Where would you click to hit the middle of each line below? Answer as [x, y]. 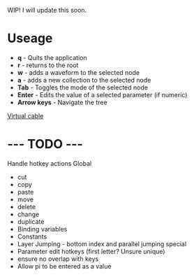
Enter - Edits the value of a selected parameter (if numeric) [102, 94]
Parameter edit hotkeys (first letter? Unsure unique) [91, 251]
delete [27, 206]
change [28, 214]
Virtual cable [25, 115]
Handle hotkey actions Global [50, 163]
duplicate [31, 221]
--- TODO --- [45, 144]
